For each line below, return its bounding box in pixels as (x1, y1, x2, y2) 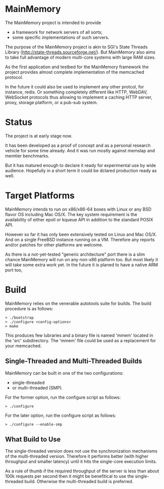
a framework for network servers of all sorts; (12, 29, 103, 35)
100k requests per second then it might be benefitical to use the (5, 473, 134, 479)
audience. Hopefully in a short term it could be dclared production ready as (5, 167, 157, 173)
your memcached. (5, 343, 42, 349)
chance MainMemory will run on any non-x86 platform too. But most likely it (5, 256, 158, 262)
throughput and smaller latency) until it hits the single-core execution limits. (5, 459, 157, 464)
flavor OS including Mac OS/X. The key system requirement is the (5, 211, 138, 217)
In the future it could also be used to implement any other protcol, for (5, 83, 144, 89)
